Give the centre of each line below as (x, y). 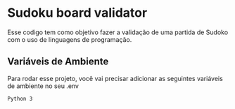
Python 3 (20, 99)
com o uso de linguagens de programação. (70, 39)
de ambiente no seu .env (43, 86)
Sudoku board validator (77, 13)
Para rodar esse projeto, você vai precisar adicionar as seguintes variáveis (115, 78)
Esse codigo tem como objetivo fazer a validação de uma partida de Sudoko (118, 32)
